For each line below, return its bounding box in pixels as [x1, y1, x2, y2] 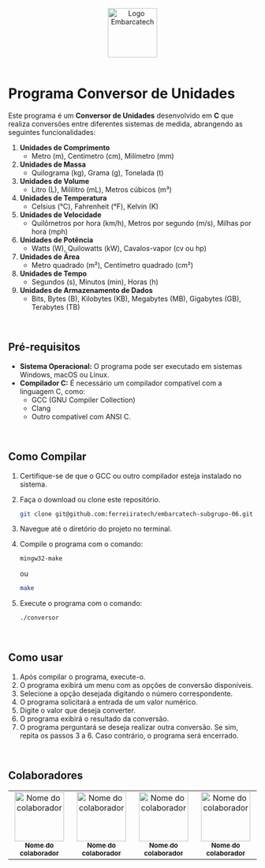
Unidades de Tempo [19, 269, 88, 278]
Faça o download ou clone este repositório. [19, 494, 161, 504]
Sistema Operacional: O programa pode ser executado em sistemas [19, 361, 243, 370]
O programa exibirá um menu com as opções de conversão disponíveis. [19, 680, 254, 690]
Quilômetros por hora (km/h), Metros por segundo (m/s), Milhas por [31, 218, 252, 227]
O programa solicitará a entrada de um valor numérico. [19, 697, 199, 706]
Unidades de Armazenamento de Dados [19, 285, 154, 295]
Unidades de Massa [19, 160, 87, 169]
